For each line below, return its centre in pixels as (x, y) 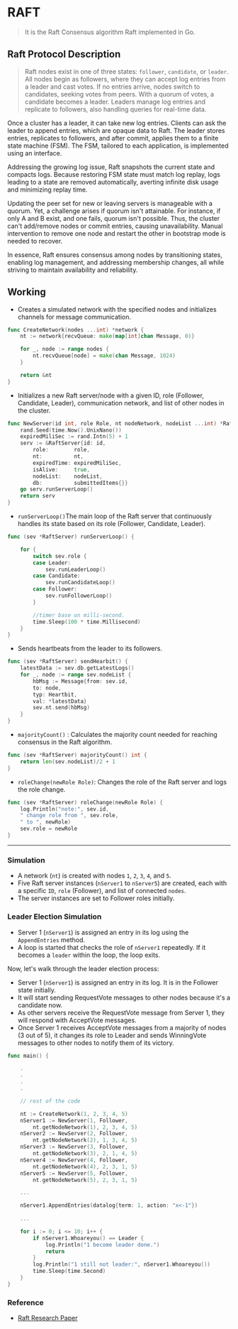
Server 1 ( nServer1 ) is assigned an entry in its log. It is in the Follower (118, 982)
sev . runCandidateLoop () (80, 583)
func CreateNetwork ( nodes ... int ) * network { (75, 330)
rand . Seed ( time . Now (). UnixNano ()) (71, 430)
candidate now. (40, 1005)
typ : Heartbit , (55, 694)
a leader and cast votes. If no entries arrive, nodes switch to (112, 87)
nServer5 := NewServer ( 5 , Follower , (74, 1173)
